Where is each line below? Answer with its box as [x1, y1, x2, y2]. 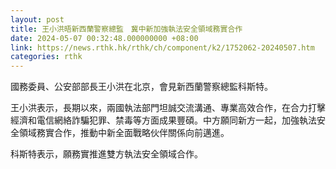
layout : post [10, 14, 65, 25]
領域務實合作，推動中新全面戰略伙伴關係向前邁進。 [18, 127, 230, 139]
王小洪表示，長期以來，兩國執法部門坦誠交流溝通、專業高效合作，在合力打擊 [10, 102, 326, 114]
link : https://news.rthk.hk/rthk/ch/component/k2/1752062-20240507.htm [10, 42, 315, 53]
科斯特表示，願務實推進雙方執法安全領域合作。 [10, 148, 203, 160]
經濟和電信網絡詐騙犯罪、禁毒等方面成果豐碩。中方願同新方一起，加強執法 [10, 114, 317, 126]
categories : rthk [10, 52, 83, 62]
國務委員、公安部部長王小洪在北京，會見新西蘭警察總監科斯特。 [10, 81, 273, 93]
